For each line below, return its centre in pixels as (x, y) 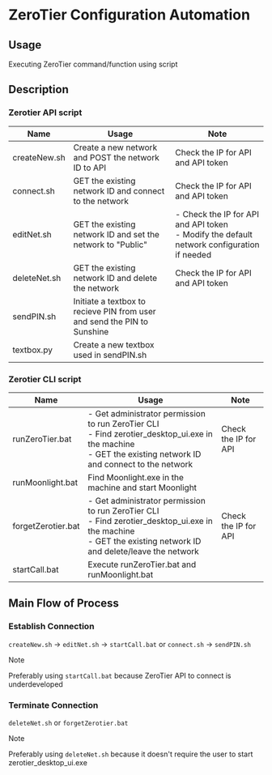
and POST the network (116, 157)
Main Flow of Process (64, 604)
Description (38, 89)
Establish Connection (51, 627)
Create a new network (115, 147)
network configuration (218, 245)
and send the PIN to (110, 321)
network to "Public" (110, 245)
